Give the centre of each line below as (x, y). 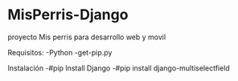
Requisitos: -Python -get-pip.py (60, 52)
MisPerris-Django (68, 15)
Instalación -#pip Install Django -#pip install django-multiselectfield (119, 68)
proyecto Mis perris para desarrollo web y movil (87, 37)
